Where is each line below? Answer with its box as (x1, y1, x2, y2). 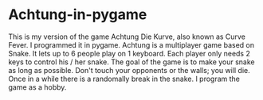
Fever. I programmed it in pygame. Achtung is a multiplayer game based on (8, 40, 255, 49)
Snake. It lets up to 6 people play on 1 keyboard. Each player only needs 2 (8, 48, 251, 58)
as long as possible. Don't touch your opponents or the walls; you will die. (8, 65, 251, 75)
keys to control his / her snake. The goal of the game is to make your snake (8, 57, 255, 67)
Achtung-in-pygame (8, 6, 147, 24)
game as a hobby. (8, 82, 67, 92)
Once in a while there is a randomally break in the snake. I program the (8, 74, 241, 83)
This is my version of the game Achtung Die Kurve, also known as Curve (8, 32, 245, 41)
